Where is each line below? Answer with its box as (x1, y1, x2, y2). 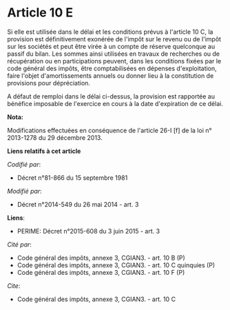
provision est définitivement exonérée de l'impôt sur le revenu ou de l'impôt (7, 34, 222, 43)
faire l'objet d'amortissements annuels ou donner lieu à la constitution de (7, 71, 214, 80)
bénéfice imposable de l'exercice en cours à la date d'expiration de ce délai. (7, 99, 224, 107)
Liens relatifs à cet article (7, 147, 81, 155)
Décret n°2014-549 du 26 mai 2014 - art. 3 (17, 200, 139, 208)
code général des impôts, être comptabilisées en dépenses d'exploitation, (7, 64, 217, 72)
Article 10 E (7, 5, 74, 21)
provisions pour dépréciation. (7, 79, 91, 87)
